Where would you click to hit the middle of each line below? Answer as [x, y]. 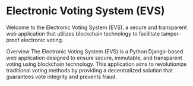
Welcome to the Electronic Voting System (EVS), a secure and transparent [96, 27]
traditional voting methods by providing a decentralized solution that [90, 70]
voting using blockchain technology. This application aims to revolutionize [96, 64]
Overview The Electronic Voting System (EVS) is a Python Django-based [95, 51]
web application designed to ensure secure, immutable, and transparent [94, 58]
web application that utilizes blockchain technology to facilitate [83, 33]
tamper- [171, 33]
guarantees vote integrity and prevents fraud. [62, 77]
